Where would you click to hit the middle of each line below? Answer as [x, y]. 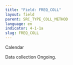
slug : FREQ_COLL [22, 33]
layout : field [20, 14]
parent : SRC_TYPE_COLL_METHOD [37, 19]
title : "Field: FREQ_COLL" [33, 10]
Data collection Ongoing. [31, 57]
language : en [19, 24]
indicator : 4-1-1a [24, 28]
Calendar [14, 47]
